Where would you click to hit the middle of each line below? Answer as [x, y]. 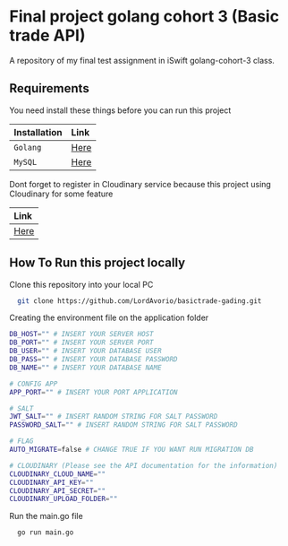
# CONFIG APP [34, 384]
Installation [38, 132]
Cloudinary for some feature [61, 194]
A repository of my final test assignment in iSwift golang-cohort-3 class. [142, 60]
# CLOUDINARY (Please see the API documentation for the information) [144, 465]
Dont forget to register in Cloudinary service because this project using [140, 184]
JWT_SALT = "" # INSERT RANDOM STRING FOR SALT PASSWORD [114, 417]
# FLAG [21, 441]
